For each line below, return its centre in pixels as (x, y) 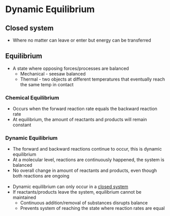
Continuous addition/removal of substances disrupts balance (84, 203)
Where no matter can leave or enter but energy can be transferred (82, 40)
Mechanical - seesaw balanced (53, 74)
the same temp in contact (47, 84)
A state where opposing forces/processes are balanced (71, 68)
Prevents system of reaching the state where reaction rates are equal (92, 208)
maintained (24, 197)
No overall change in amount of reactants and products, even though (85, 170)
